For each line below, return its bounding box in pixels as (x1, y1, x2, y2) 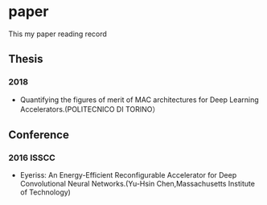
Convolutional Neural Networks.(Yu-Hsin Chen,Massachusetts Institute (19, 179, 256, 189)
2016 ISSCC (8, 152, 56, 163)
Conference (8, 128, 70, 142)
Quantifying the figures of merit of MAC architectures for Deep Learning (19, 95, 259, 105)
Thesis (8, 52, 43, 66)
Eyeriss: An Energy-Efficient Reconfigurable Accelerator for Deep (19, 170, 237, 180)
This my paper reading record (8, 29, 107, 39)
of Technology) (19, 187, 71, 197)
